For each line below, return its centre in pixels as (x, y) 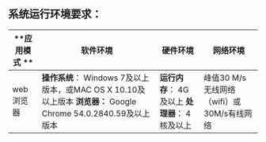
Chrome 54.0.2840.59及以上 (96, 113)
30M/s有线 (224, 113)
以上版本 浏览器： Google (89, 102)
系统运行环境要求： (55, 14)
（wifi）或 (222, 102)
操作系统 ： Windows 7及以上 (95, 78)
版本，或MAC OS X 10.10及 (93, 90)
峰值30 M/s (225, 78)
